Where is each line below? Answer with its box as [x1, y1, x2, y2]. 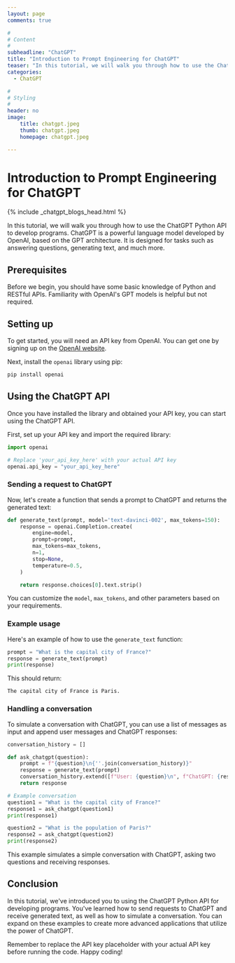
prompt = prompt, [32, 536, 77, 544]
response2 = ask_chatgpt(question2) [7, 831, 114, 838]
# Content [7, 36, 36, 43]
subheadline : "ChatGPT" [7, 49, 77, 56]
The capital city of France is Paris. [7, 688, 120, 695]
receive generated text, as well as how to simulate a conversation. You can [7, 911, 222, 920]
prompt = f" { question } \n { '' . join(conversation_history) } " [20, 760, 192, 767]
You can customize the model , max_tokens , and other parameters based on [7, 594, 220, 602]
